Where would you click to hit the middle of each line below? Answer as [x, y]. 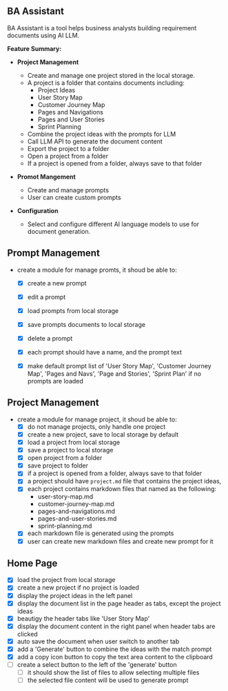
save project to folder [58, 465]
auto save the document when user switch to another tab [98, 641]
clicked [27, 634]
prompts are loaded [55, 381]
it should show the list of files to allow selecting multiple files [113, 672]
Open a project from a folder [68, 156]
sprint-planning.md [65, 526]
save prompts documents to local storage [86, 324]
